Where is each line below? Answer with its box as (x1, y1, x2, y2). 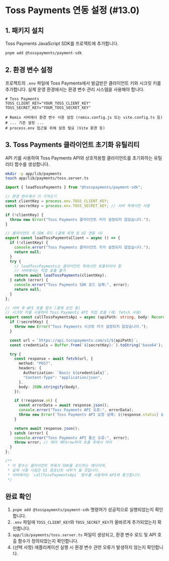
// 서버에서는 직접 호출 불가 (14, 268, 66, 273)
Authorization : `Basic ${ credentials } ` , (23, 370, 109, 375)
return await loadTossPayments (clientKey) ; (14, 273, 107, 278)
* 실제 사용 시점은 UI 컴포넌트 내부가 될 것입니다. (7, 467, 100, 473)
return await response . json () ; (14, 426, 80, 431)
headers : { (18, 366, 42, 371)
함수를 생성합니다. (14, 161, 50, 167)
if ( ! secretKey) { (10, 319, 49, 325)
